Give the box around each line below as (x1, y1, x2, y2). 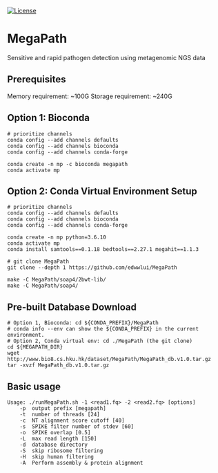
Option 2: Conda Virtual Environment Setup (7, 185, 198, 197)
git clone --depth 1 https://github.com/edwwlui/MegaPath (7, 264, 177, 271)
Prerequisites (7, 73, 66, 86)
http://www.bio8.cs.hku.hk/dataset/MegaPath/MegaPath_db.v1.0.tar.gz (7, 356, 212, 363)
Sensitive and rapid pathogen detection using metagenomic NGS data (7, 53, 206, 62)
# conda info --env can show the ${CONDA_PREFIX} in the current (7, 326, 199, 333)
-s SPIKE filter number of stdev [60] (19, 423, 135, 430)
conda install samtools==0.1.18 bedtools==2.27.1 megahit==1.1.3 (7, 246, 199, 253)
